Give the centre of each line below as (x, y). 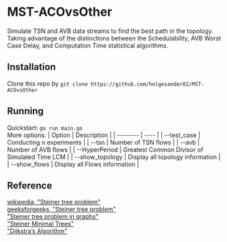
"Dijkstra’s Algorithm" (37, 231)
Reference (30, 185)
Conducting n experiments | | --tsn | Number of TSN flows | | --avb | (104, 142)
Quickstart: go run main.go (45, 128)
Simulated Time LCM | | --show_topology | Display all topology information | (114, 157)
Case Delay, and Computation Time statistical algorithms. (88, 45)
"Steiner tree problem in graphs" (53, 217)
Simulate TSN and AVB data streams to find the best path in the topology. (110, 31)
